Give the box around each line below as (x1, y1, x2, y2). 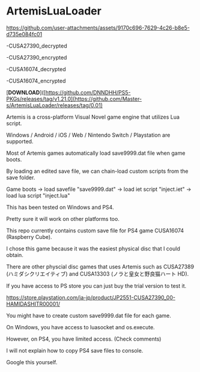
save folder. (6, 173, 35, 181)
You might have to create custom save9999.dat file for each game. (6, 312, 171, 319)
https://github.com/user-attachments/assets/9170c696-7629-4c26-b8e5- (6, 24, 190, 31)
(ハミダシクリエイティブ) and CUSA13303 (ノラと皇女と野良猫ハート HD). (6, 270, 189, 277)
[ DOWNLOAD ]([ (6, 88, 46, 96)
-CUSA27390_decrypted (6, 42, 67, 49)
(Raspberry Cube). (6, 233, 52, 240)
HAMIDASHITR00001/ (6, 300, 61, 308)
